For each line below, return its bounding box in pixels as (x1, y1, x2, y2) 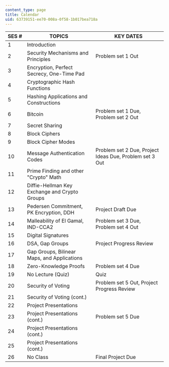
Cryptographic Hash (27, 79, 75, 86)
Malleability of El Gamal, (27, 218, 84, 225)
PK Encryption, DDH (27, 209, 74, 216)
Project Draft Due (95, 206, 137, 213)
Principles (27, 56, 51, 63)
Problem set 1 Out (95, 53, 139, 60)
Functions (27, 85, 50, 92)
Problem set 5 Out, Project (95, 279, 158, 286)
